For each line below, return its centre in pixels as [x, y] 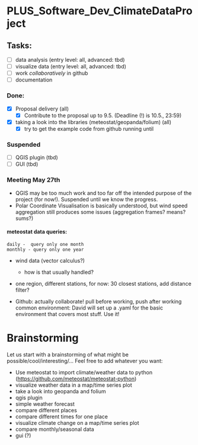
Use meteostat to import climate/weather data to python [84, 372]
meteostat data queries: [37, 232]
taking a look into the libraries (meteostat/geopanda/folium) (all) [93, 122]
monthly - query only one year [45, 250]
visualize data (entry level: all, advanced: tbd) [71, 67]
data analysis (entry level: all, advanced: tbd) [70, 60]
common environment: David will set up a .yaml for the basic [89, 308]
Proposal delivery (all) [42, 109]
